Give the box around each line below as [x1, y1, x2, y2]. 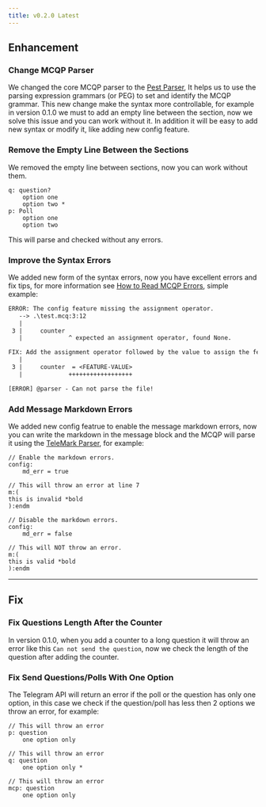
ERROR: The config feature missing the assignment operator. [8, 304, 215, 313]
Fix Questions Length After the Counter [8, 617, 163, 628]
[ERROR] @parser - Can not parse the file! [8, 385, 154, 393]
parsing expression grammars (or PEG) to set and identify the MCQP [8, 91, 231, 101]
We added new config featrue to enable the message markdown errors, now [8, 421, 257, 431]
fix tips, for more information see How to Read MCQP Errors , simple [8, 280, 229, 290]
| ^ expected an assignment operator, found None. [18, 334, 232, 342]
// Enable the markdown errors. [8, 453, 115, 462]
